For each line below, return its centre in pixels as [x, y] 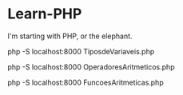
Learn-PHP [45, 14]
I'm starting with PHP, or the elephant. [70, 36]
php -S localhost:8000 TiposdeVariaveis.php [81, 51]
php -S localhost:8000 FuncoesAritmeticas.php [86, 82]
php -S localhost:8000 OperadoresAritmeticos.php [91, 67]
